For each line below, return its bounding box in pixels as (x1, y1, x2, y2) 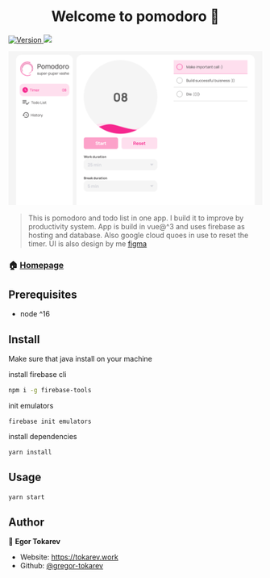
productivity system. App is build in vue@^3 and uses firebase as (27, 222, 246, 232)
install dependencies (8, 431, 77, 441)
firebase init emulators (8, 417, 92, 425)
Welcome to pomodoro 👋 (51, 7, 220, 26)
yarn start (8, 492, 45, 501)
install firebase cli (8, 369, 67, 379)
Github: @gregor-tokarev (19, 561, 103, 571)
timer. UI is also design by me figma (27, 239, 147, 249)
